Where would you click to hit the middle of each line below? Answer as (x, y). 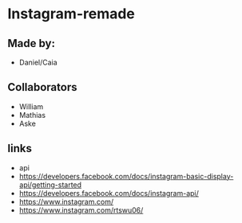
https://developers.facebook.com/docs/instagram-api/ (109, 193)
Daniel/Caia (38, 62)
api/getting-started (50, 185)
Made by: (31, 43)
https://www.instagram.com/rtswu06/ (81, 210)
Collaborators (42, 87)
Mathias (32, 115)
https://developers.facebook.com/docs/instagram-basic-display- (126, 176)
